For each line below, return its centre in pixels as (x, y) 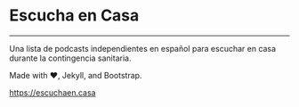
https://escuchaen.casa (53, 92)
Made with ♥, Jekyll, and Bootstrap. (76, 75)
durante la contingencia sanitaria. (70, 58)
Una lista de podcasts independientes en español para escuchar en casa (143, 48)
